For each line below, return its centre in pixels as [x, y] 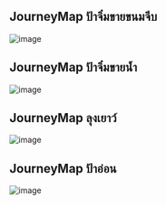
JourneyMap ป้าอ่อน [63, 168]
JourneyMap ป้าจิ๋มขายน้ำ [73, 68]
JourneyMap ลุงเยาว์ [63, 118]
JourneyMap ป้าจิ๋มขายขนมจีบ [83, 17]
